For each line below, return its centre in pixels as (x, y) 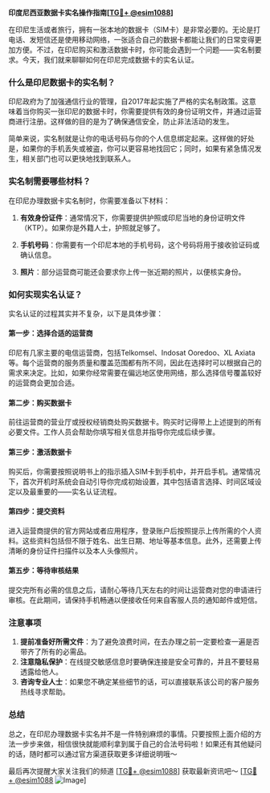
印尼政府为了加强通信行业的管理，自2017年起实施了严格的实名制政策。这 (129, 102)
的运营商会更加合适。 (43, 383)
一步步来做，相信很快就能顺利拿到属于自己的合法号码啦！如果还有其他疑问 (138, 744)
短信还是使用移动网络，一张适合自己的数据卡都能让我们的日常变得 (145, 40)
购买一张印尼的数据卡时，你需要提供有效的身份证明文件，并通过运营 (149, 112)
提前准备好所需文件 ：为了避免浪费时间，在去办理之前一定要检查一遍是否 (139, 642)
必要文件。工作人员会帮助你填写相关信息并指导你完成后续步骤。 (114, 432)
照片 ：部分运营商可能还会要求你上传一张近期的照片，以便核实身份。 (133, 271)
